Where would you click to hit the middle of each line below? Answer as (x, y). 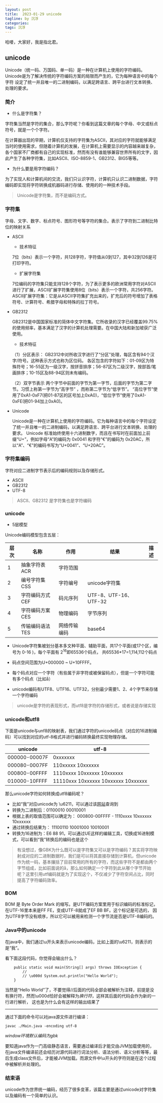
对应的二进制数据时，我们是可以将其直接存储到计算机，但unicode (91, 856)
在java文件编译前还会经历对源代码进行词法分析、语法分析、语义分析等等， (79, 1052)
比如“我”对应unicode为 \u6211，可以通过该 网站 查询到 (65, 804)
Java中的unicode (26, 930)
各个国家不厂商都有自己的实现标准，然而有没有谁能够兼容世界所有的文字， (79, 152)
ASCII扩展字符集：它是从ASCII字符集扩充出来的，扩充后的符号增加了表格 (85, 296)
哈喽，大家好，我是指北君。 (33, 42)
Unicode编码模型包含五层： (33, 535)
